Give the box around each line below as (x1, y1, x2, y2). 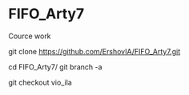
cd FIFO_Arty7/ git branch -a (8, 61, 103, 72)
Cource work (8, 31, 51, 41)
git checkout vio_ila (8, 77, 72, 87)
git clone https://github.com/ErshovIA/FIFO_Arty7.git (8, 46, 181, 56)
